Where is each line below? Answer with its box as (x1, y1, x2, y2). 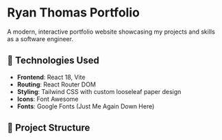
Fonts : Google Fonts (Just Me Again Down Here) (16, 102, 155, 110)
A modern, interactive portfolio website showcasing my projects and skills (7, 27, 216, 36)
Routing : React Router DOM (16, 80, 96, 89)
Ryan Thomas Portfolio (7, 5, 140, 21)
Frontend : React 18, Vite (16, 73, 86, 81)
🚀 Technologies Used (7, 55, 99, 67)
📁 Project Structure (7, 122, 90, 134)
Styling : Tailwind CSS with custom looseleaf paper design (16, 87, 182, 95)
